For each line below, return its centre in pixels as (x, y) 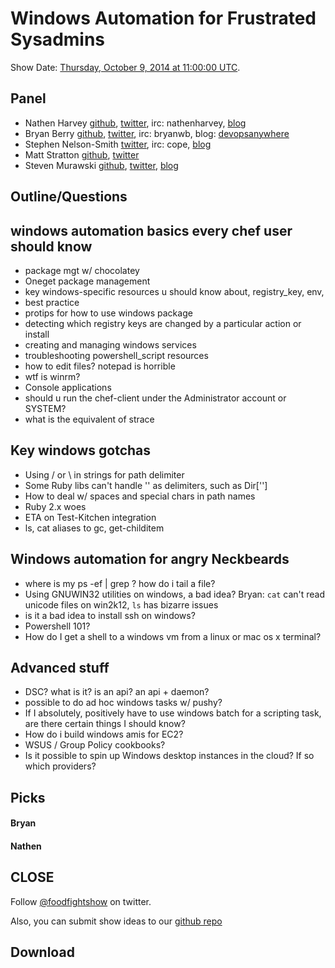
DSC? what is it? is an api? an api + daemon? (117, 692)
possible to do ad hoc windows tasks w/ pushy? (123, 703)
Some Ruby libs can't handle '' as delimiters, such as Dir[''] (146, 485)
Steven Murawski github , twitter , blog (101, 165)
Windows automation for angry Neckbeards (150, 559)
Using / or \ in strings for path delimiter (104, 474)
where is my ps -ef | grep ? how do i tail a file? (120, 583)
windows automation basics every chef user (151, 230)
